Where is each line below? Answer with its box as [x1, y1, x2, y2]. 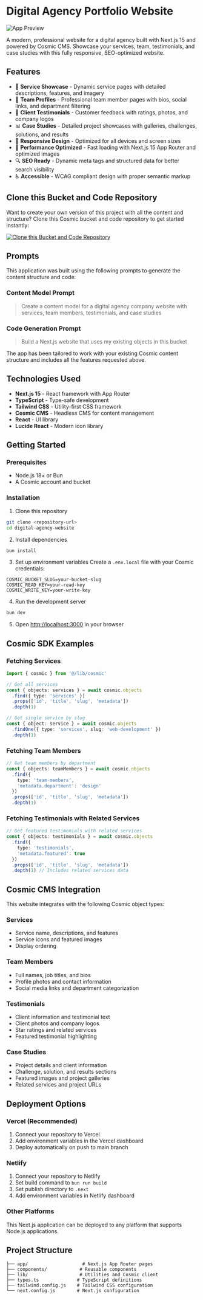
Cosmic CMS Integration [6, 884, 101, 894]
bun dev [6, 610, 26, 616]
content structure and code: [6, 274, 76, 281]
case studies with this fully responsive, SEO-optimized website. [6, 49, 165, 56]
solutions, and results [15, 131, 69, 138]
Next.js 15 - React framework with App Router [15, 390, 131, 397]
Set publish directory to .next [15, 1186, 89, 1193]
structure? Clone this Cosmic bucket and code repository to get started [6, 215, 184, 223]
